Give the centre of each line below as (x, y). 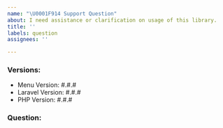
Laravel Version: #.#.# (49, 93)
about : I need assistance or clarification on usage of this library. (112, 20)
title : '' (22, 26)
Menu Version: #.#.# (47, 85)
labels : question (33, 33)
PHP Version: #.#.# (45, 100)
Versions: (24, 70)
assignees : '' (28, 40)
